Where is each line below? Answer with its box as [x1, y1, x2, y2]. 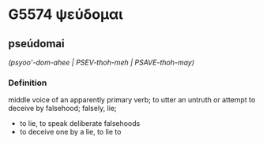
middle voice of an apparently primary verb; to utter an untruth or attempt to [8, 95, 256, 105]
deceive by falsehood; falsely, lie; [8, 104, 117, 113]
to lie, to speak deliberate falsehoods [19, 119, 141, 128]
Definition [8, 77, 47, 88]
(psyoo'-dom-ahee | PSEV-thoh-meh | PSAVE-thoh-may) [8, 57, 195, 67]
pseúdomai [8, 37, 65, 50]
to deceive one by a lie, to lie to [19, 127, 122, 137]
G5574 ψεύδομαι [8, 6, 124, 24]
